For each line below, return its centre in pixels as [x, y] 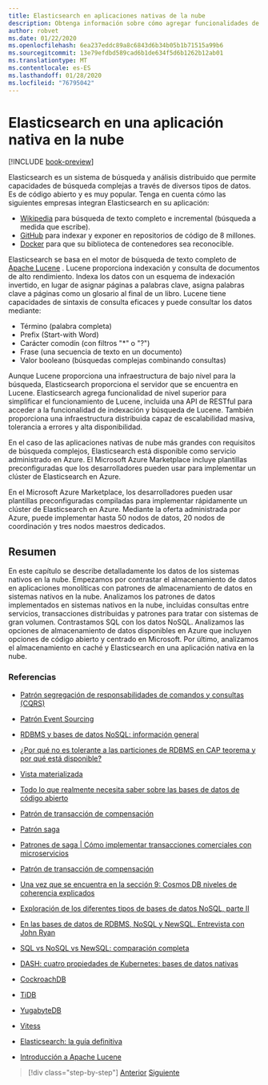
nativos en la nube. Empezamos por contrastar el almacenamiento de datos [133, 579]
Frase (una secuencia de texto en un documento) [101, 352]
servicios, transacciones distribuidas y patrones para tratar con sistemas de [133, 614]
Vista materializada [51, 774]
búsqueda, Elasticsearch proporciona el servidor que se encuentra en [123, 384]
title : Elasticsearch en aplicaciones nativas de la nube [107, 16]
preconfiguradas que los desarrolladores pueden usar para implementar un [132, 468]
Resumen [32, 552]
